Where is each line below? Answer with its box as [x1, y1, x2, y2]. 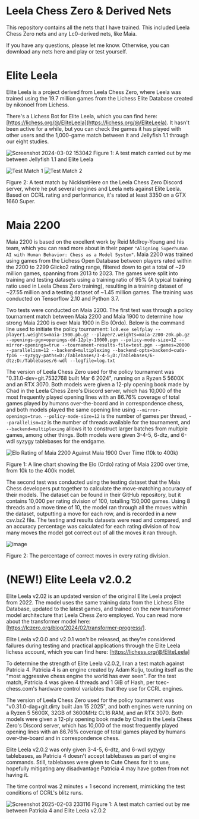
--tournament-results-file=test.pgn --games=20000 [62, 342, 190, 348]
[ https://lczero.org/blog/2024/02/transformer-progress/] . [6, 624, 147, 631]
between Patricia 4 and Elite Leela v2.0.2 [6, 807, 106, 814]
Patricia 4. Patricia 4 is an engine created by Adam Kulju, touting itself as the [6, 666, 193, 673]
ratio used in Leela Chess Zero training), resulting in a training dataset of [6, 282, 183, 289]
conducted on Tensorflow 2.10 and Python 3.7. [6, 295, 120, 302]
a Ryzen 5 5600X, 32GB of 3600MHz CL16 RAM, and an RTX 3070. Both [6, 709, 183, 716]
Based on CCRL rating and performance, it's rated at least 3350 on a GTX [6, 191, 186, 199]
